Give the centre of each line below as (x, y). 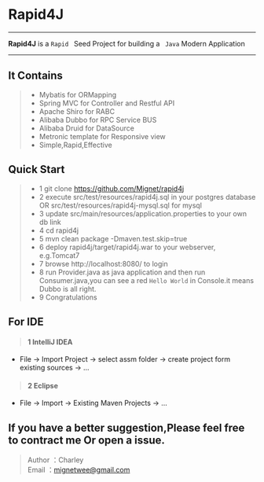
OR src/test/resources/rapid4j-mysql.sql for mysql (121, 205)
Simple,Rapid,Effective (75, 145)
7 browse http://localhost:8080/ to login (103, 263)
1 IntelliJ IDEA (50, 342)
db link (50, 222)
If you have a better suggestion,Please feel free (126, 427)
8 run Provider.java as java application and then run (122, 272)
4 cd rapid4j (59, 230)
